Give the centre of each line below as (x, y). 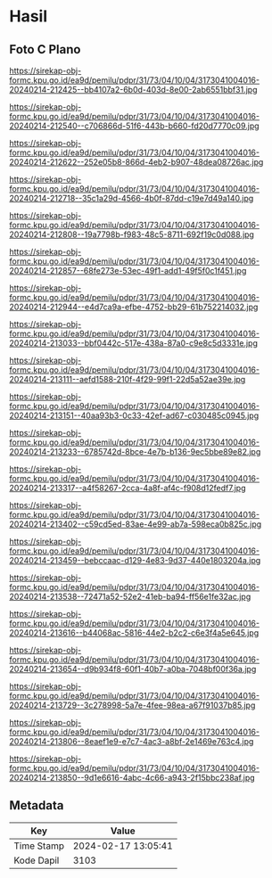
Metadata (37, 805)
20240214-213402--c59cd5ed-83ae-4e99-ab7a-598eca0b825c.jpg (136, 524)
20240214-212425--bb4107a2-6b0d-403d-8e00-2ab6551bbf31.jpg (133, 90)
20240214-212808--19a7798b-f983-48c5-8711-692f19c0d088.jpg (132, 234)
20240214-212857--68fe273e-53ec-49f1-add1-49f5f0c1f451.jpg (128, 271)
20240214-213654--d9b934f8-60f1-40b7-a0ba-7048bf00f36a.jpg (133, 669)
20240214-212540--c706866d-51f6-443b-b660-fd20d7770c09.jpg (135, 126)
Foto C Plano (45, 49)
